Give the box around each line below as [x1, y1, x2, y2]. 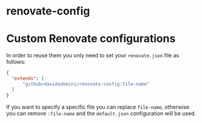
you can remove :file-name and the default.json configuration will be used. [6, 110, 197, 117]
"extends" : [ [11, 75, 45, 81]
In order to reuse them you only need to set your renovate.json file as [6, 52, 180, 59]
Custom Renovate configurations [6, 32, 176, 46]
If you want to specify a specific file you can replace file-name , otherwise [6, 103, 190, 110]
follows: [6, 58, 26, 66]
